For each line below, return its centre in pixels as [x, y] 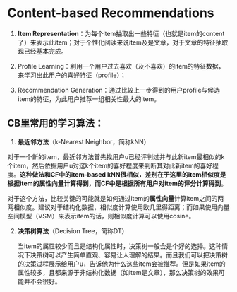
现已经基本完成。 [42, 51]
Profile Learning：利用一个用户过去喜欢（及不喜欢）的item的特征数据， [121, 66]
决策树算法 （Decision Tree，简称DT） [73, 230]
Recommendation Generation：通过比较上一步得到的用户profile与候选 [119, 90]
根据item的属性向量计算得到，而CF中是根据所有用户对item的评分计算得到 [114, 183]
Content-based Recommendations [111, 13]
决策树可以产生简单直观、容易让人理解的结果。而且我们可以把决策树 [129, 255]
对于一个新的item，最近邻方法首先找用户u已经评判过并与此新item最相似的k [116, 156]
